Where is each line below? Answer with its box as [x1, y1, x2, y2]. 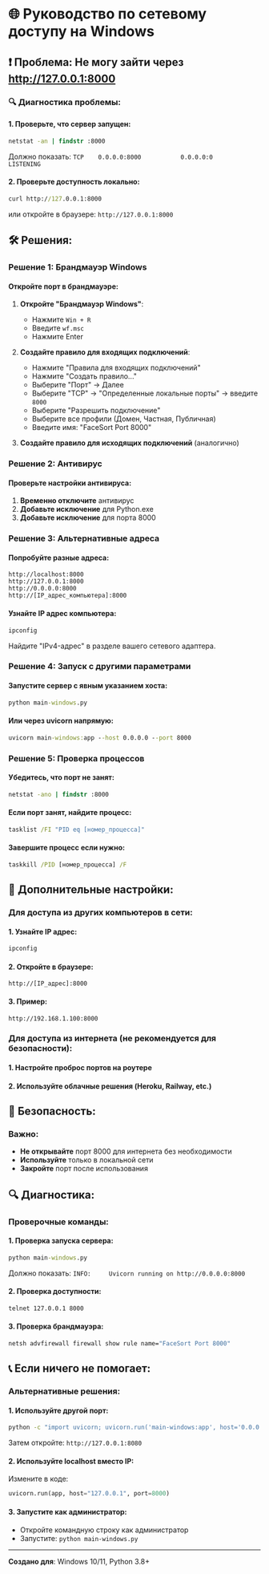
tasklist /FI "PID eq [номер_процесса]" [8, 826, 146, 834]
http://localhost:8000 [8, 570, 84, 578]
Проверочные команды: [8, 1216, 110, 1227]
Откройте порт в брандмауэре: [8, 282, 118, 291]
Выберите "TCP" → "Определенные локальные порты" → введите [31, 388, 259, 398]
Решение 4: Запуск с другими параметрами [8, 661, 191, 672]
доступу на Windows [8, 22, 155, 41]
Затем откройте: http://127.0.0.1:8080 [8, 1438, 143, 1448]
